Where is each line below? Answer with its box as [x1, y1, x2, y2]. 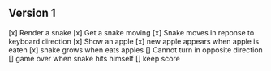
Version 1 [8, 6, 56, 20]
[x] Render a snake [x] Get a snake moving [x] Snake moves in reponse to [8, 27, 255, 37]
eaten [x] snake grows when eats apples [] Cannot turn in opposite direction [8, 44, 264, 55]
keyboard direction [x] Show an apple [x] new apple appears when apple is [8, 36, 260, 46]
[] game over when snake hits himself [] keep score [8, 53, 180, 63]
